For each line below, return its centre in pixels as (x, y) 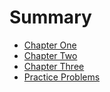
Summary (50, 17)
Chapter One (50, 45)
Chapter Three (54, 66)
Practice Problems (62, 77)
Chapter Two (50, 55)
